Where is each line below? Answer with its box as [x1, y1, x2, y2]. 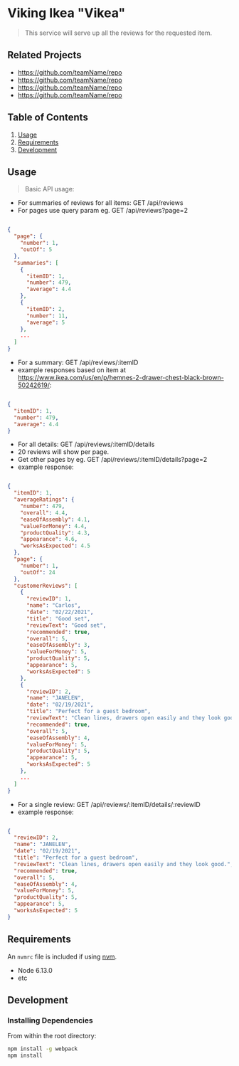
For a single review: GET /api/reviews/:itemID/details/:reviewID [17, 800, 201, 808]
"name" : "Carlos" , [26, 602, 81, 609]
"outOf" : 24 [20, 569, 55, 576]
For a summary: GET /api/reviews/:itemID [17, 358, 139, 366]
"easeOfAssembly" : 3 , [26, 642, 91, 649]
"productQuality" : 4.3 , [20, 529, 91, 537]
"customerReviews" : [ [14, 582, 78, 589]
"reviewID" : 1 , [26, 596, 72, 603]
